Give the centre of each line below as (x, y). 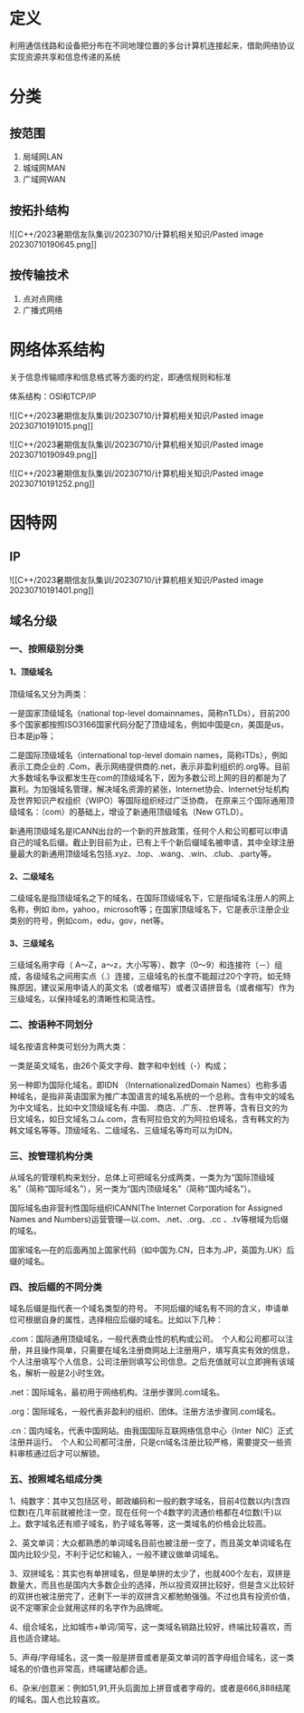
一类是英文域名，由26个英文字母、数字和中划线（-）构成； (119, 1066)
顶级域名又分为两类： (49, 694)
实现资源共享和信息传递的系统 (65, 56)
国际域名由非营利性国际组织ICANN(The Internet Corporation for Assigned (146, 1208)
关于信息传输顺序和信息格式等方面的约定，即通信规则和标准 (120, 376)
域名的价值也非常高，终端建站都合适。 (81, 1669)
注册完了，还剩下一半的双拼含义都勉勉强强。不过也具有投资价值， (171, 1596)
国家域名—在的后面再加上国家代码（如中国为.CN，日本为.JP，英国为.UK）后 (152, 1250)
